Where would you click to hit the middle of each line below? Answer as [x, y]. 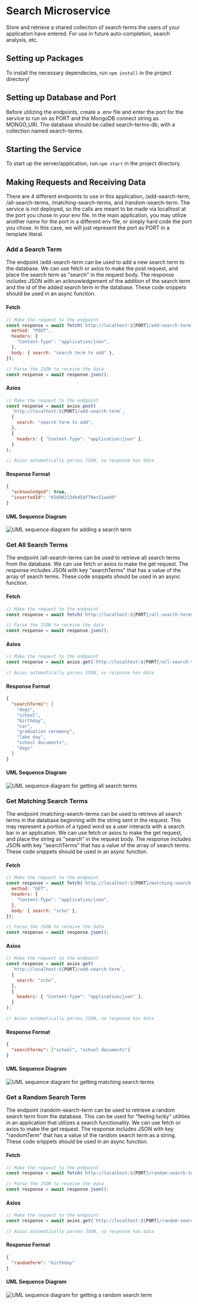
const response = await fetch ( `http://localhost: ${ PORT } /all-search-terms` [101, 614]
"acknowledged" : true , [39, 492]
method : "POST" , [31, 331]
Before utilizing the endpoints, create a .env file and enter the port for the [95, 112]
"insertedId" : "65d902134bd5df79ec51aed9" [64, 498]
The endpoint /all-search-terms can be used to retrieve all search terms [93, 558]
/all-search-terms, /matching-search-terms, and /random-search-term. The [98, 203]
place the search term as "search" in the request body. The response [90, 275]
